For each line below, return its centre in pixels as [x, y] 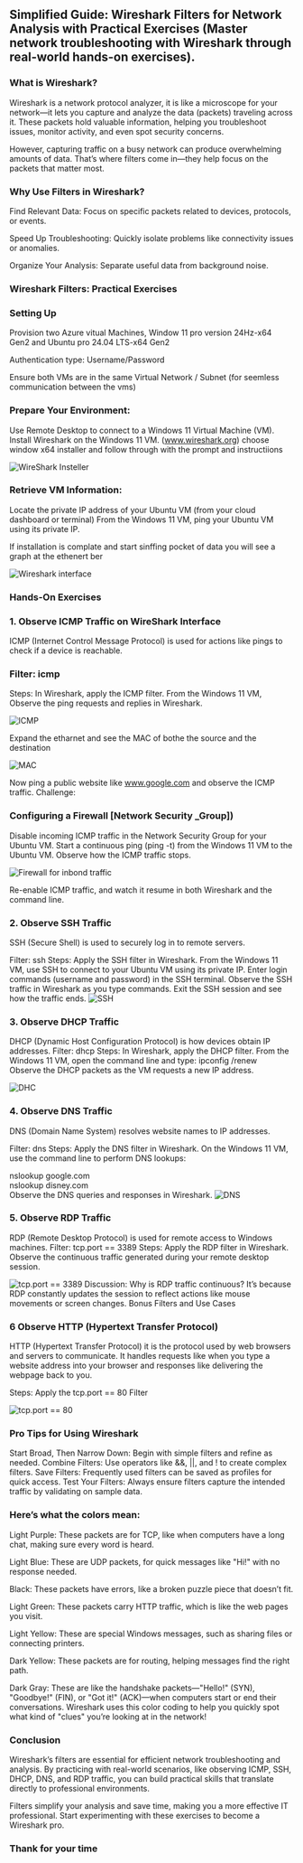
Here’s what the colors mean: [75, 1515]
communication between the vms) [73, 387]
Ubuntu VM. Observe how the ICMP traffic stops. [100, 855]
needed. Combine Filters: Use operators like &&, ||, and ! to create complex [148, 1463]
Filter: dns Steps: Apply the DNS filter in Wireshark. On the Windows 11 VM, [149, 1148]
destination [30, 748]
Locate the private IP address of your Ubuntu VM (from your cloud [133, 510]
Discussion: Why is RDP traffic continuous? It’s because [188, 1284]
